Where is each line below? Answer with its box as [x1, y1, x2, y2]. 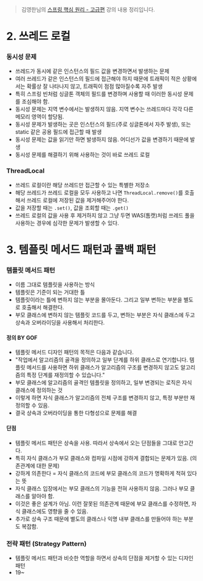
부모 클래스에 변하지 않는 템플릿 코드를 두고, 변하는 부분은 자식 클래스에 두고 [15, 311, 196, 318]
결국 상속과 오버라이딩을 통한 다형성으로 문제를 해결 [15, 410, 137, 417]
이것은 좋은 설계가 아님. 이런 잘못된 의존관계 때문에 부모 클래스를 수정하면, [15, 500, 190, 507]
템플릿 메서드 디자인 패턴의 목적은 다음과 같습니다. [15, 349, 134, 356]
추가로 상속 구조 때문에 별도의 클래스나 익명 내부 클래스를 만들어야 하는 [15, 515, 182, 522]
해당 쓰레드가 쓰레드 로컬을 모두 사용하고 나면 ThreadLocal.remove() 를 [15, 188, 184, 196]
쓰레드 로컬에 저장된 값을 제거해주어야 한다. [26, 196, 129, 204]
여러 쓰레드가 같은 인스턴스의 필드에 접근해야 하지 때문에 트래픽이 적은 [15, 75, 181, 83]
